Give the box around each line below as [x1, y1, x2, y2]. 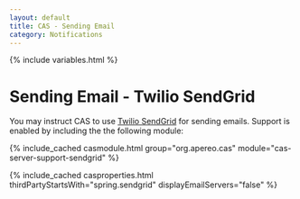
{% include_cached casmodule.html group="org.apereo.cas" [9, 143, 237, 154]
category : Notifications [9, 30, 103, 39]
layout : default [9, 13, 70, 23]
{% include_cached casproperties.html [9, 170, 154, 181]
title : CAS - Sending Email [9, 22, 116, 31]
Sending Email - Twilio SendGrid [9, 86, 256, 106]
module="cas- [238, 143, 292, 154]
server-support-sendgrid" [9, 152, 107, 163]
